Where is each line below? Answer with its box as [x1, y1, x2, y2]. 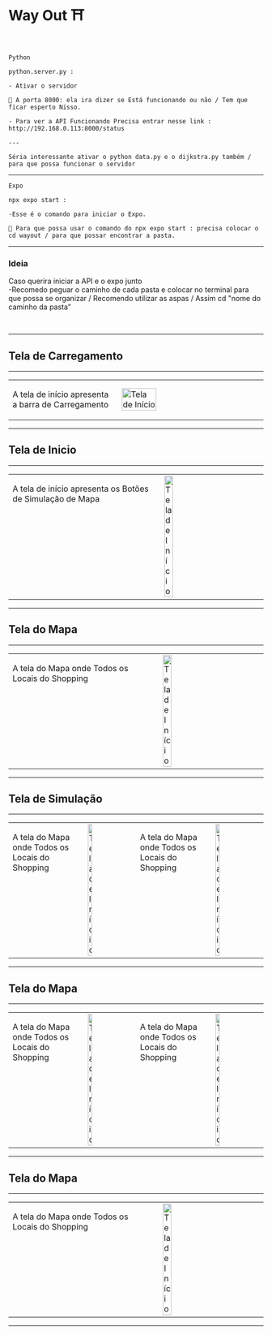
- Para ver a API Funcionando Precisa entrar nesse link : [8, 117, 212, 125]
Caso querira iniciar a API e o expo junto [8, 276, 142, 286]
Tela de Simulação [8, 792, 103, 806]
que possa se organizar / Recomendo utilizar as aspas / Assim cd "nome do [8, 294, 261, 304]
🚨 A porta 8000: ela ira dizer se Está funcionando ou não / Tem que [8, 96, 249, 104]
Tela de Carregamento [8, 349, 124, 363]
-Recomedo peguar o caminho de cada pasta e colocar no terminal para [8, 285, 249, 295]
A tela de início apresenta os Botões [12, 483, 149, 494]
